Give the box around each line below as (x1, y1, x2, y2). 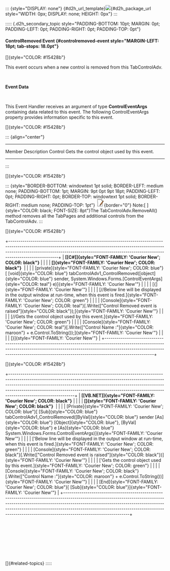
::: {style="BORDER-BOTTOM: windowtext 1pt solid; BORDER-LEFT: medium (5, 183, 163, 189)
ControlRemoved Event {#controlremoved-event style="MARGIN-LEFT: (5, 38, 159, 44)
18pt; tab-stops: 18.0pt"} (5, 43, 59, 49)
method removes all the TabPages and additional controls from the (5, 213, 144, 219)
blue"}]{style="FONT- (116, 484, 162, 490)
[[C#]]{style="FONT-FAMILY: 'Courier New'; (65, 254, 161, 260)
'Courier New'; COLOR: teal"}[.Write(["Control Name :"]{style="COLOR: (5, 324, 154, 330)
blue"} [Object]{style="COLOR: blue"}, (39, 419, 120, 426)
